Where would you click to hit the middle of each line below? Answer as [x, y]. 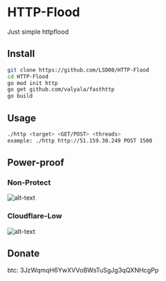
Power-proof [36, 163]
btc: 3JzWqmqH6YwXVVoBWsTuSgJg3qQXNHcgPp [83, 270]
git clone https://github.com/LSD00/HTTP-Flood [78, 70]
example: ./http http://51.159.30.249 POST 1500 [80, 140]
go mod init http [33, 83]
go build [20, 96]
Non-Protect [29, 182]
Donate [24, 254]
